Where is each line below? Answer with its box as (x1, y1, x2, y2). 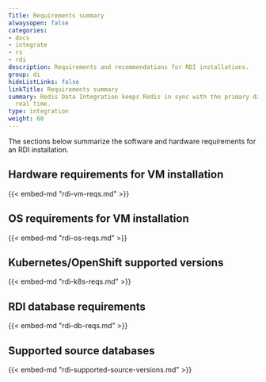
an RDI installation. (8, 144, 69, 155)
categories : (8, 26, 47, 34)
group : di (8, 71, 41, 78)
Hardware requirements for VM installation (8, 168, 224, 181)
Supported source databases (8, 344, 156, 357)
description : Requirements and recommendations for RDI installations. (8, 63, 249, 71)
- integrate (8, 41, 47, 49)
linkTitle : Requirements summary (8, 85, 119, 94)
